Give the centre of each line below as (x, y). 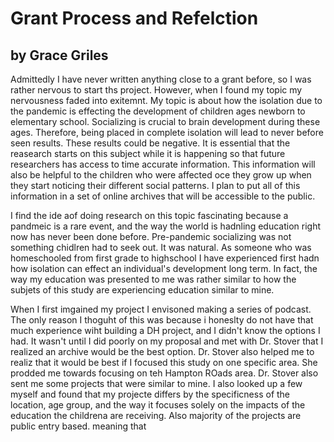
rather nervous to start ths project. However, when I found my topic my (156, 90)
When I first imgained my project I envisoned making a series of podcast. (161, 309)
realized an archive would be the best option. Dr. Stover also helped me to (162, 351)
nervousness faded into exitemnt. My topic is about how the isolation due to (166, 100)
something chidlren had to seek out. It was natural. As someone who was (161, 247)
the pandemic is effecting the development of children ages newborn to (158, 111)
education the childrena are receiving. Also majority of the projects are (156, 415)
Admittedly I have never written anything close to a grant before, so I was (161, 79)
